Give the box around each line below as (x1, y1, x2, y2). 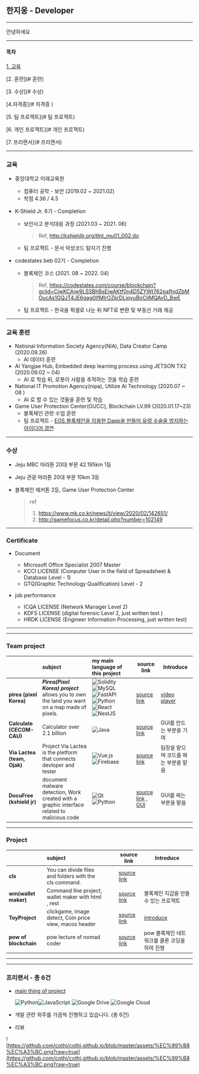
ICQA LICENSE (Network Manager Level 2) (23, 603, 129, 610)
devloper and (42, 761, 75, 769)
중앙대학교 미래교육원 (14, 175, 65, 182)
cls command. (46, 878, 81, 886)
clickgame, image (46, 908, 90, 915)
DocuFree (8, 792, 34, 799)
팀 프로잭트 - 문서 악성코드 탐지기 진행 (23, 244, 111, 251)
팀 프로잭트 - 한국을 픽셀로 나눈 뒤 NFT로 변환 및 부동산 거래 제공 (23, 307, 174, 314)
